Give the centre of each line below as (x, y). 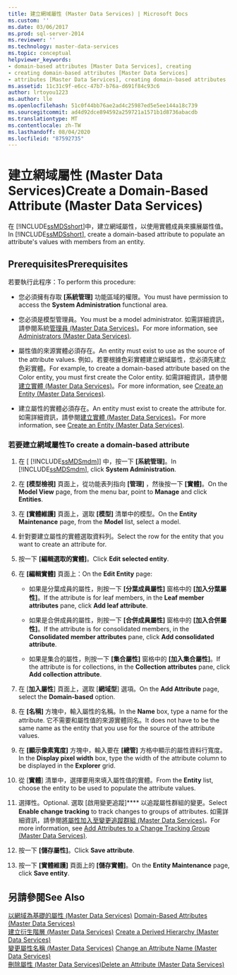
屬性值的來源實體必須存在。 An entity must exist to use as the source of (121, 351)
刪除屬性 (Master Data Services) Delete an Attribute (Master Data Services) (116, 964)
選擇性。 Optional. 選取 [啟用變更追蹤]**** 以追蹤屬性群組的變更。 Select (123, 803)
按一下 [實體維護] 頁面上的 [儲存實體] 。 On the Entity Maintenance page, (124, 866)
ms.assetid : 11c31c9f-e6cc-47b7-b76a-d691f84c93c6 (84, 86)
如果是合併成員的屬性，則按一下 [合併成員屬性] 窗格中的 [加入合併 (124, 620)
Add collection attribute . (65, 674)
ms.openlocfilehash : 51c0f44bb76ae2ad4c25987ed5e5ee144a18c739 (103, 106)
